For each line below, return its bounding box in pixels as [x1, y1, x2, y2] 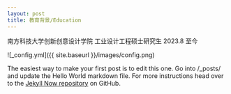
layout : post [7, 10, 45, 17]
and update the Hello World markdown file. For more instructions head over [7, 71, 224, 80]
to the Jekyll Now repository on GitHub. [7, 79, 121, 87]
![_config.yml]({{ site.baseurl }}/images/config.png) [7, 50, 155, 59]
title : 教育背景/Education [7, 17, 82, 24]
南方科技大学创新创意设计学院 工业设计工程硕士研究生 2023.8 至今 [7, 36, 198, 45]
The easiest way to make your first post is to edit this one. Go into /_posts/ [7, 64, 221, 72]
